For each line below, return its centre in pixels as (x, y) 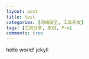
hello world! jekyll (27, 50)
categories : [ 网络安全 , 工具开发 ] (45, 22)
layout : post (22, 11)
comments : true (25, 33)
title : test (21, 17)
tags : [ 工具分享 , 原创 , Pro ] (39, 28)
